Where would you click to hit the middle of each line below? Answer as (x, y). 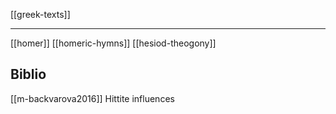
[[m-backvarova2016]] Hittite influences (92, 98)
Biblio (28, 74)
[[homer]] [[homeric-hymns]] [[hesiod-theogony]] (113, 43)
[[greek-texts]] (40, 14)
